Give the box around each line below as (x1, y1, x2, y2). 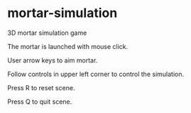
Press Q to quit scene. (7, 97, 72, 106)
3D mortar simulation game (7, 28, 87, 37)
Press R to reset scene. (7, 83, 75, 92)
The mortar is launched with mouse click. (7, 42, 129, 50)
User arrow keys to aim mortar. (7, 55, 98, 65)
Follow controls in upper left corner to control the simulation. (7, 70, 185, 78)
